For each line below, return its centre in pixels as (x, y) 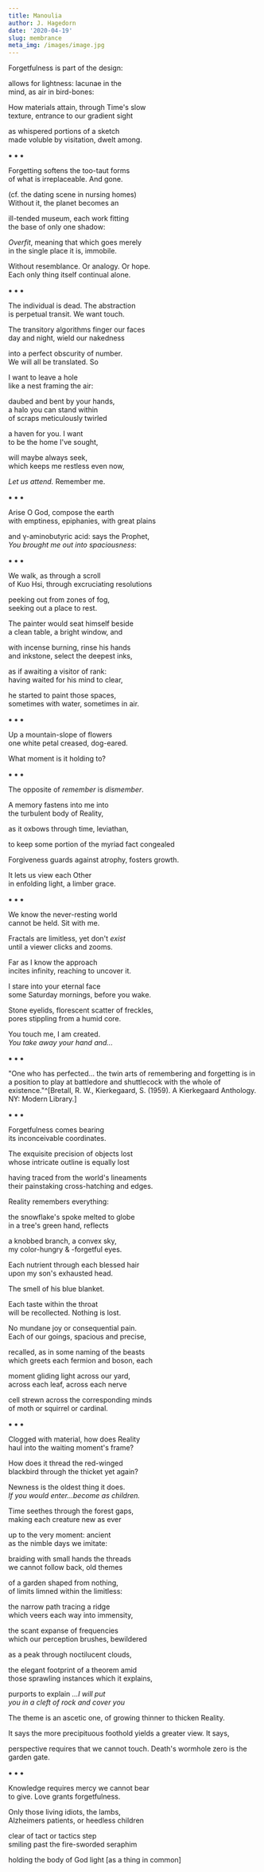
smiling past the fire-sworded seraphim (73, 1844)
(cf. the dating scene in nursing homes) (72, 195)
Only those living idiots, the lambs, (64, 1812)
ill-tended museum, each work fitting (69, 218)
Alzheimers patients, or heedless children (76, 1821)
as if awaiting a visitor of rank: (58, 671)
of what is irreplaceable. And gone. (66, 179)
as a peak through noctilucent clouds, (70, 1654)
